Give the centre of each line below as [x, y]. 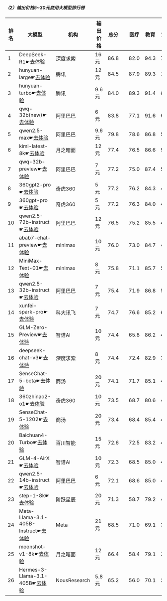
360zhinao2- [35, 396]
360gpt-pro [34, 200]
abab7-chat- [35, 238]
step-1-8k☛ [34, 495]
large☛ [27, 77]
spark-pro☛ [34, 311]
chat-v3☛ [31, 357]
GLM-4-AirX [34, 458]
